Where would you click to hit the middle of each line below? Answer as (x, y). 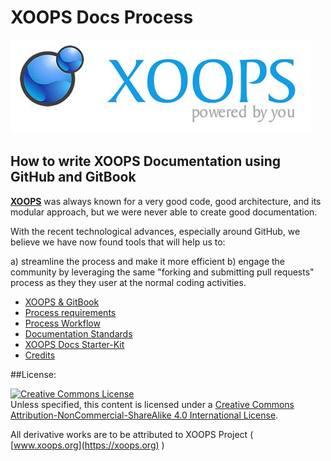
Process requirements (70, 312)
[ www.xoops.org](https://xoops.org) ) (87, 445)
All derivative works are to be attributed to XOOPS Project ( (132, 434)
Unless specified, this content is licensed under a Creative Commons (152, 404)
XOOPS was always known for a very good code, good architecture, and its (166, 201)
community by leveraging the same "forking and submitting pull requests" (162, 272)
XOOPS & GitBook (62, 302)
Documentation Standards (78, 333)
